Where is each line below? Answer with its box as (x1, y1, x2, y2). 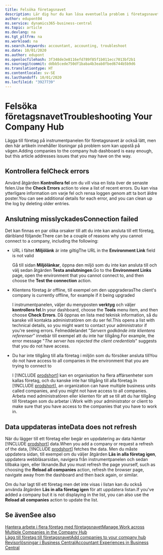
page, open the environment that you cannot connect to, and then (12, 272, 144, 278)
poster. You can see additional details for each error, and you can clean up (5, 195, 153, 201)
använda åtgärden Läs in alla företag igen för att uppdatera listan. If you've (5, 487, 154, 492)
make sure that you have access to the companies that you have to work (12, 403, 157, 409)
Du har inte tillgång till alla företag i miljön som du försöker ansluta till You (12, 353, 158, 359)
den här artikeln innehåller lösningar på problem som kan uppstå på (5, 142, 140, 149)
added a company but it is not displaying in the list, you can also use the (5, 492, 149, 498)
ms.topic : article (5, 25, 42, 30)
